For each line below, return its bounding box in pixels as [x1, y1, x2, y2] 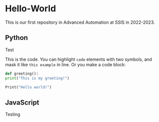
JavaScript [5, 98, 40, 107]
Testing [5, 112, 21, 118]
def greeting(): [5, 71, 39, 76]
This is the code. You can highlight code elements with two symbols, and [5, 56, 152, 62]
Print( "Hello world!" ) [5, 84, 52, 89]
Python [5, 34, 28, 42]
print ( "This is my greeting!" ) [5, 76, 70, 81]
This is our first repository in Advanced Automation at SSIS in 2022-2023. [5, 19, 155, 25]
